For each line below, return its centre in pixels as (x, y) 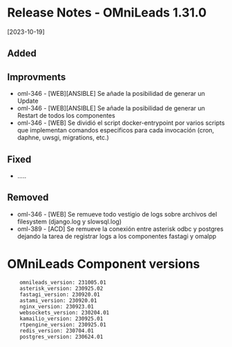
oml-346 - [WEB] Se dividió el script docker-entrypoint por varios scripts (121, 123)
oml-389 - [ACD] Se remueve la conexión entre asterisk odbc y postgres (120, 228)
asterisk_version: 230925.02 (61, 288)
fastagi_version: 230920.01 (60, 295)
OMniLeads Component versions (104, 264)
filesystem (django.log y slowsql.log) (69, 221)
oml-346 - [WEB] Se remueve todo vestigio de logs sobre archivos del (117, 214)
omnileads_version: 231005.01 (63, 282)
